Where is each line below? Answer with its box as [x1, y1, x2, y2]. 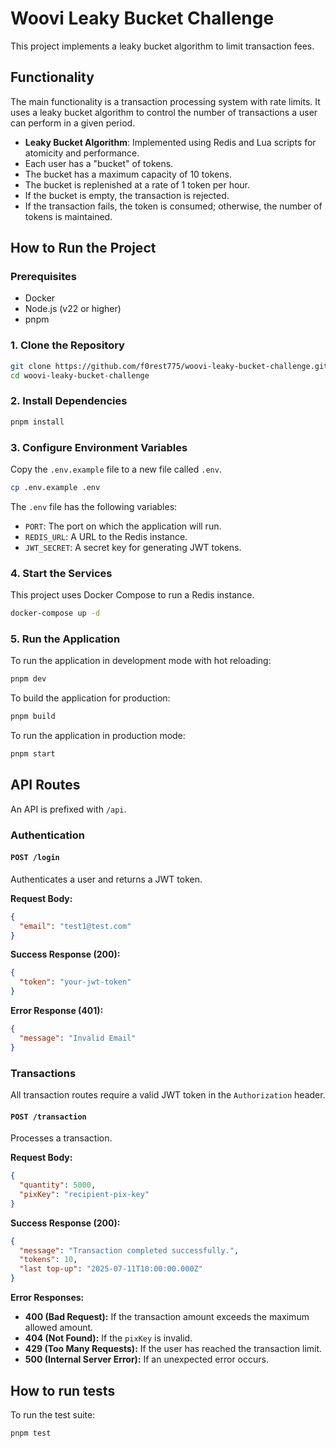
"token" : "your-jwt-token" [19, 977, 132, 987]
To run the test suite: [10, 1408, 96, 1421]
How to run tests [10, 1382, 116, 1399]
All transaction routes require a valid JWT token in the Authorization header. [10, 1089, 326, 1101]
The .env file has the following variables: [10, 500, 178, 512]
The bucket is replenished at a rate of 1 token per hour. [24, 178, 251, 191]
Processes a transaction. [10, 1132, 113, 1144]
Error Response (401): [10, 1005, 104, 1017]
